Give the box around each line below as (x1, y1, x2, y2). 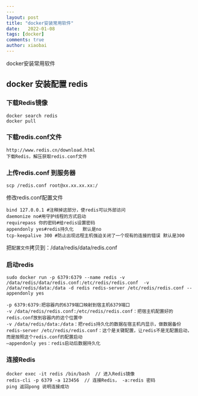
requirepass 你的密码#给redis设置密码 (6, 220, 95, 226)
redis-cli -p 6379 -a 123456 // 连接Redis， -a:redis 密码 (6, 377, 155, 383)
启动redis (6, 260, 34, 269)
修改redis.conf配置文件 (6, 194, 63, 201)
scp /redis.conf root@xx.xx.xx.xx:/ (6, 183, 98, 189)
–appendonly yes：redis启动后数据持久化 (6, 341, 101, 347)
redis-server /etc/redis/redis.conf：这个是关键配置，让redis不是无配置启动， (6, 328, 193, 334)
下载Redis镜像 (6, 99, 48, 107)
